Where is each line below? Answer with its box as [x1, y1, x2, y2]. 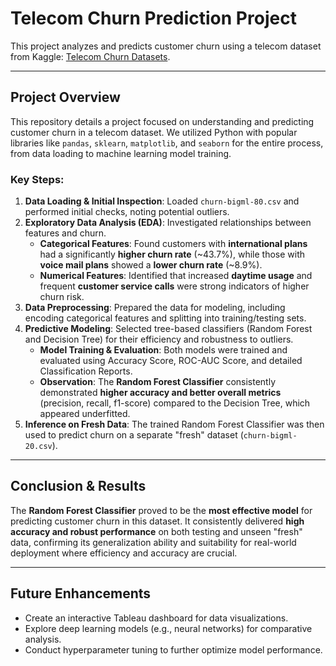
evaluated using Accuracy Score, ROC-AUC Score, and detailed [39, 355, 303, 367]
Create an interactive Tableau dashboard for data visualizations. [24, 612, 289, 624]
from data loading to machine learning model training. [10, 147, 232, 159]
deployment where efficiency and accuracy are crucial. [10, 547, 238, 559]
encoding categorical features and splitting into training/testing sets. [24, 312, 307, 324]
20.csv [24, 442, 53, 452]
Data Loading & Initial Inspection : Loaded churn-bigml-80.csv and [24, 195, 300, 207]
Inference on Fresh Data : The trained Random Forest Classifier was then [24, 418, 325, 431]
